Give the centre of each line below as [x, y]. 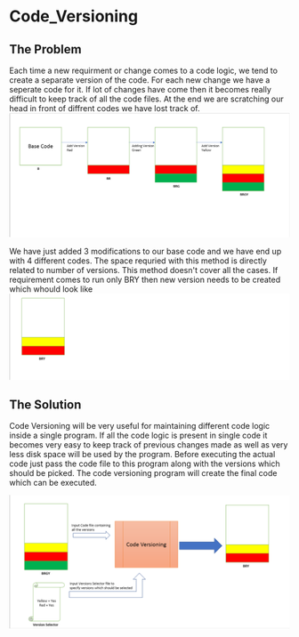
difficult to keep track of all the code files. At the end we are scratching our [146, 99]
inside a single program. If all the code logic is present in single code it [138, 435]
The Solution [45, 404]
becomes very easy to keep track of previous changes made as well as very [149, 445]
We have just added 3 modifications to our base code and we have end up [145, 251]
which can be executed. [53, 483]
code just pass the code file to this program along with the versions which [145, 464]
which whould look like [51, 289]
